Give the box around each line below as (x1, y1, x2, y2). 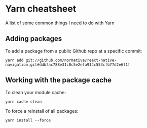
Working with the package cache (5, 76, 112, 84)
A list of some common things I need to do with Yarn (5, 20, 115, 26)
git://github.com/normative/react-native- (25, 58, 117, 63)
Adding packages (5, 34, 62, 43)
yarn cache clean (5, 99, 42, 104)
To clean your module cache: (5, 89, 66, 95)
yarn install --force (5, 117, 51, 123)
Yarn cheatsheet (5, 3, 77, 15)
